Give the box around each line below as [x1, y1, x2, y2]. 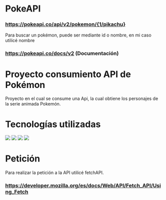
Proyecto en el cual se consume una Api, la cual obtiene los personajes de [5, 95, 158, 101]
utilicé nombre [5, 37, 35, 43]
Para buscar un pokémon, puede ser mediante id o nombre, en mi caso [5, 32, 151, 38]
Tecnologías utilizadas [5, 118, 101, 130]
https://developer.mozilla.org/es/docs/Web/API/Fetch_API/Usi [5, 182, 161, 189]
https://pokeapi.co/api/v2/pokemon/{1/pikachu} [5, 21, 126, 28]
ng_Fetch [5, 188, 28, 195]
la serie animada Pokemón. [5, 101, 61, 107]
